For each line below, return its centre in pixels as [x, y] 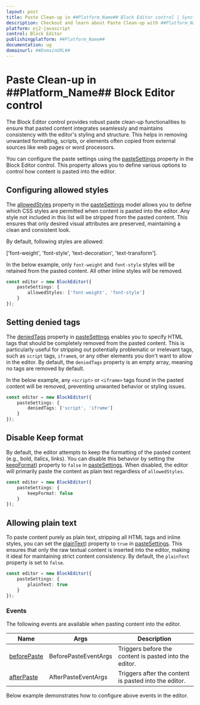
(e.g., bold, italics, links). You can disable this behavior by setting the [90, 458]
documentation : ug [29, 45]
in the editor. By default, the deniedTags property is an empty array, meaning [100, 362]
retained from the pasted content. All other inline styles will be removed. [95, 271]
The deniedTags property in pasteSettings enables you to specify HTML [95, 337]
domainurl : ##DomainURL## [38, 51]
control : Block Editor [34, 34]
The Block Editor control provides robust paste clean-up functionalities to [96, 122]
